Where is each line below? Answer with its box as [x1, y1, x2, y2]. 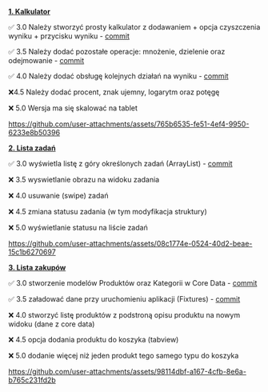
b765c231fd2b [8, 375, 56, 385]
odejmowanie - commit [8, 56, 85, 65]
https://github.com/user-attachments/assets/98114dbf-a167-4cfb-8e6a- [8, 367, 246, 376]
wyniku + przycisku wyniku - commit [8, 31, 130, 41]
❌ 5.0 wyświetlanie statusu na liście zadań [8, 223, 148, 232]
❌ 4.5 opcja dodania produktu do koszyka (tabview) [8, 335, 179, 344]
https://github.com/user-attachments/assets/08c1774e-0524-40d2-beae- [8, 239, 253, 248]
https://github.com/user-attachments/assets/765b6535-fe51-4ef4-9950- [8, 119, 250, 129]
